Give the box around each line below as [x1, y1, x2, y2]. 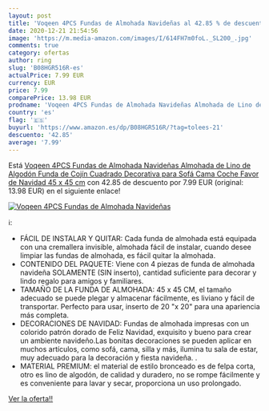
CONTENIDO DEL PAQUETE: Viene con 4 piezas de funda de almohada [19, 259, 255, 268]
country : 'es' [8, 109, 56, 117]
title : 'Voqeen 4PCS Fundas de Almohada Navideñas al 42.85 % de [8, 19, 231, 27]
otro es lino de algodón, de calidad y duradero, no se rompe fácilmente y [19, 369, 260, 379]
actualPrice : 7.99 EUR [8, 71, 84, 79]
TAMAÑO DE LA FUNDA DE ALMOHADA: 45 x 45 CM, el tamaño [19, 284, 232, 294]
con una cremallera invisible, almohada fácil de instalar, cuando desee [19, 242, 252, 252]
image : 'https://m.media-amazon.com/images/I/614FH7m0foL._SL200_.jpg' [8, 34, 252, 42]
